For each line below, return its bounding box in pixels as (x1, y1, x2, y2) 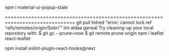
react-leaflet (5, 35, 31, 41)
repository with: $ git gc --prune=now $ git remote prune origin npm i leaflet (5, 30, 164, 36)
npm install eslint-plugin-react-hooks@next (5, 45, 96, 51)
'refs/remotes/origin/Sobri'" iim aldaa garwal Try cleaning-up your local (5, 25, 154, 31)
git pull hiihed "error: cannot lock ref (76, 20, 152, 25)
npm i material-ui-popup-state (5, 5, 68, 10)
